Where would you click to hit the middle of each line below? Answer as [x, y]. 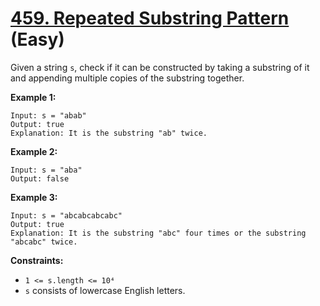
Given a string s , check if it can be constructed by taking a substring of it [160, 67]
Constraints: [37, 260]
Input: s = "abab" [48, 115]
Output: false [40, 178]
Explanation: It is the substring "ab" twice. [109, 133]
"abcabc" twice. [44, 242]
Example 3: [34, 197]
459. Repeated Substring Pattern [150, 18]
